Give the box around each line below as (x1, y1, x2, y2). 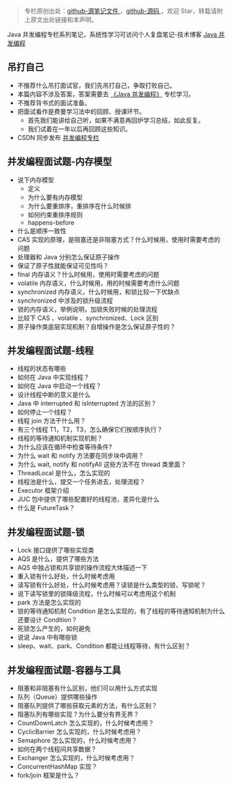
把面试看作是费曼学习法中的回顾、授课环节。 (17, 107, 146, 116)
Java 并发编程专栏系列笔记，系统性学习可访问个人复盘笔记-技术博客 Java (7, 31, 217, 38)
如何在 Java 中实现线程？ (17, 373, 90, 382)
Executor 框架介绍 (17, 486, 69, 495)
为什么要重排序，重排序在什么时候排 (27, 201, 132, 210)
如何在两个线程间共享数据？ (17, 745, 97, 753)
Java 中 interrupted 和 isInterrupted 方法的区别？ (17, 399, 158, 408)
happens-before (27, 218, 75, 226)
